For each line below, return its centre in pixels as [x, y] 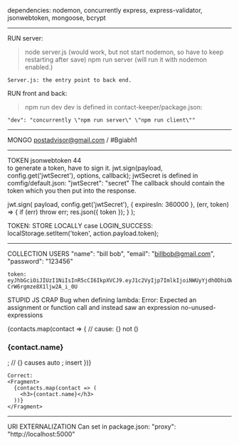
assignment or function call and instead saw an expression [94, 307]
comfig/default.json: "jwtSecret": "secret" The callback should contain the [116, 183]
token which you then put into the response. [72, 191]
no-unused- [198, 307]
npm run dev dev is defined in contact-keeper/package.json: [113, 107]
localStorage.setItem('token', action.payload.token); [83, 233]
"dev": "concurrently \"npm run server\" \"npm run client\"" [101, 120]
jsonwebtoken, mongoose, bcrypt [57, 18]
